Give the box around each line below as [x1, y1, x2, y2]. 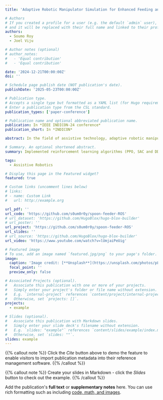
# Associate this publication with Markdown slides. [5, 319, 118, 323]
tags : [5, 158, 16, 163]
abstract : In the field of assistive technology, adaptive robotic [5, 136, 145, 141]
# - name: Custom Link [5, 193, 51, 198]
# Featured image [5, 247, 40, 252]
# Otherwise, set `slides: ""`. [5, 332, 75, 337]
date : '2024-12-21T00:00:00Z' [5, 69, 66, 74]
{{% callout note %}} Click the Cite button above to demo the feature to [5, 350, 148, 356]
